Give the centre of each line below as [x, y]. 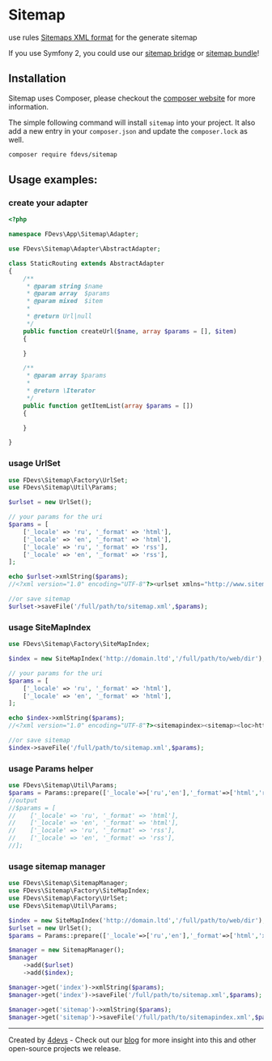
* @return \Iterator [61, 391]
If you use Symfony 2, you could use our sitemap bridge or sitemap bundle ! [134, 53]
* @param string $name [65, 286]
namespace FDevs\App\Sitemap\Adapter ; [74, 234]
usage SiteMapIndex [50, 627]
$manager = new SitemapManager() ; [67, 950]
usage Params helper [51, 768]
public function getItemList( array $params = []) [108, 406]
